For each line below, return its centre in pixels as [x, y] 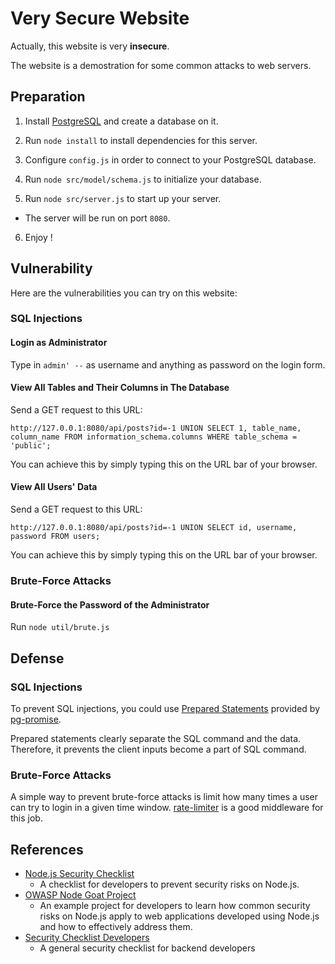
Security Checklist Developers [87, 938]
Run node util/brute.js [60, 627]
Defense [37, 658]
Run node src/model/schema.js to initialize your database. [143, 179]
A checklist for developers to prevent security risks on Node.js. [169, 884]
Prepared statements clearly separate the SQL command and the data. [156, 738]
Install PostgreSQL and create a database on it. [121, 121]
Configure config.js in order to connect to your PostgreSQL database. [170, 159]
